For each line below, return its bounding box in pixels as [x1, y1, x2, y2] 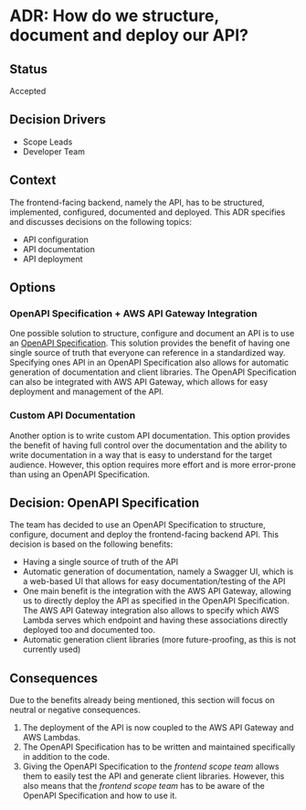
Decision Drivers [9, 112, 107, 128]
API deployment [22, 253, 84, 264]
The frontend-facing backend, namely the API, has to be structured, [9, 197, 265, 208]
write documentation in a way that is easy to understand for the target [9, 449, 272, 460]
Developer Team [22, 145, 85, 156]
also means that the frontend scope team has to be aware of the [22, 781, 265, 792]
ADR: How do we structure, [9, 5, 219, 27]
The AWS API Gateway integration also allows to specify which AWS [22, 605, 280, 616]
